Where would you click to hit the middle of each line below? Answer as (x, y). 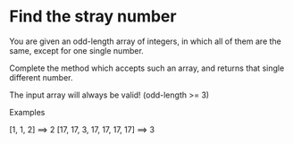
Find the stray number (93, 17)
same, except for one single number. (77, 50)
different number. (41, 77)
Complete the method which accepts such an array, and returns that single (147, 68)
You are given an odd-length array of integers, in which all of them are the (145, 41)
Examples (27, 112)
